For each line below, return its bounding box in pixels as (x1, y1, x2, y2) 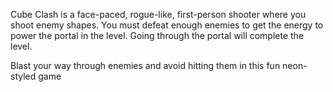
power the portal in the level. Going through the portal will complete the (10, 30, 305, 41)
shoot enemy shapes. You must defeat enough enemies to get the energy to (10, 19, 324, 31)
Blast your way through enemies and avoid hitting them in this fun (10, 60, 281, 71)
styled (10, 70, 37, 82)
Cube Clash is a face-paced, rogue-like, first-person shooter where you (10, 9, 307, 20)
